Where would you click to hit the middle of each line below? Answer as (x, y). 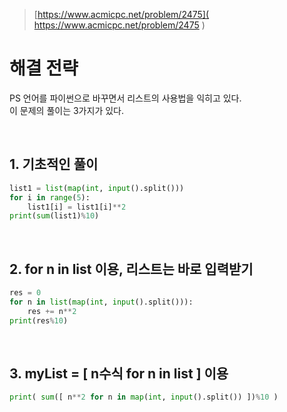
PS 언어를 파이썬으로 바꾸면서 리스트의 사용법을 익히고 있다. (125, 98)
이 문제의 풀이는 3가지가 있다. (66, 110)
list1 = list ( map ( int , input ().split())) (97, 188)
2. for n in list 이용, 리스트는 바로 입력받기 (131, 269)
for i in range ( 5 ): (50, 197)
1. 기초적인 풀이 (54, 164)
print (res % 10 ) (39, 320)
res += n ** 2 (52, 311)
